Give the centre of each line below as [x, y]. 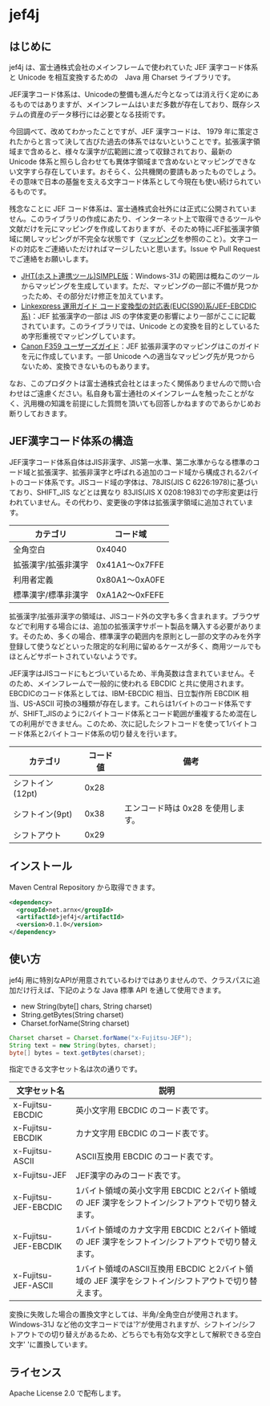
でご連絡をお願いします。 [51, 259]
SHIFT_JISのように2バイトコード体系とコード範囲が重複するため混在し [140, 713]
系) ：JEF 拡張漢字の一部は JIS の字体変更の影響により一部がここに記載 [138, 316]
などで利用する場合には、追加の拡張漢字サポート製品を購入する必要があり [132, 626]
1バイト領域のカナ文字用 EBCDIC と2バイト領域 [166, 1230]
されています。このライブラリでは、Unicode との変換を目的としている [137, 326]
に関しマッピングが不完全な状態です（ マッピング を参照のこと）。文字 [130, 239]
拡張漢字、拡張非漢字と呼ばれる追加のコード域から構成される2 [141, 472]
